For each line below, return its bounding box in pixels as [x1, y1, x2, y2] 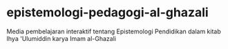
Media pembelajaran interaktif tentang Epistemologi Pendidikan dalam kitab [6, 27, 222, 35]
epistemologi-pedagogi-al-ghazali [6, 5, 209, 20]
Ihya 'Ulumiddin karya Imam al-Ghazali [6, 34, 117, 42]
